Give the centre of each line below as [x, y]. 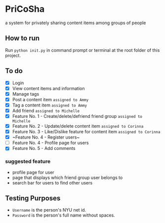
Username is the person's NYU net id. [49, 210]
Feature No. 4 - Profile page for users [50, 143]
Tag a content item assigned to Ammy [50, 105]
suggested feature [28, 161]
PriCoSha [25, 9]
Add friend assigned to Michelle [46, 111]
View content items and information [48, 88]
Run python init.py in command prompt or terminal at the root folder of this [82, 50]
